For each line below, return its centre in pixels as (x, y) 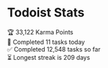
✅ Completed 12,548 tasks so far (54, 49)
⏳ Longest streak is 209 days (49, 57)
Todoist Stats (46, 13)
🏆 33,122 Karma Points (40, 32)
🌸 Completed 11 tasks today (46, 42)
